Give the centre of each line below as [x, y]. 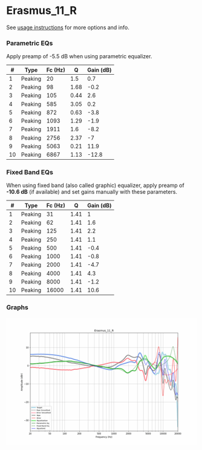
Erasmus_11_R [42, 11]
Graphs [17, 307]
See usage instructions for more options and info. [68, 27]
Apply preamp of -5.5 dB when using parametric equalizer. [79, 56]
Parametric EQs [30, 43]
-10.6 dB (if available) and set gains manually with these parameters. [92, 192]
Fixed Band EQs [30, 172]
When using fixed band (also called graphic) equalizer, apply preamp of [95, 185]
